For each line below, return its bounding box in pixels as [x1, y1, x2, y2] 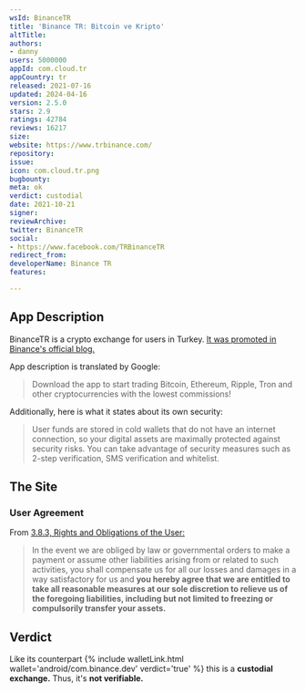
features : [9, 268, 47, 277]
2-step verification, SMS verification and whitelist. [31, 452, 220, 463]
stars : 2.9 [9, 107, 51, 116]
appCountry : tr [9, 73, 67, 82]
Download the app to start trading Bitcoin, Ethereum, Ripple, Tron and [31, 378, 293, 389]
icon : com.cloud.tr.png [9, 166, 100, 175]
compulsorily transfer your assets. [31, 603, 167, 614]
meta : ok [9, 183, 43, 192]
